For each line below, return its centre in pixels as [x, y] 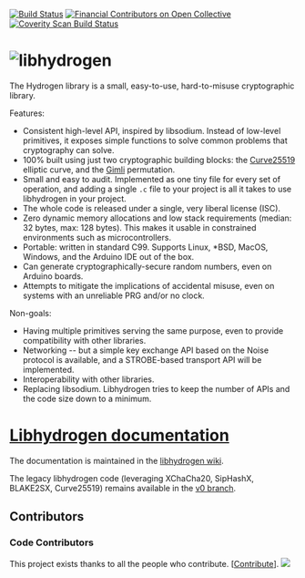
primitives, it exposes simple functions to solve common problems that [155, 140]
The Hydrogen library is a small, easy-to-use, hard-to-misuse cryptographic [152, 86]
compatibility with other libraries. [84, 340]
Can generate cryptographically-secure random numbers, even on [147, 266]
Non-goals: [30, 313]
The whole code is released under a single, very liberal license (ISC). [151, 208]
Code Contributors [51, 542]
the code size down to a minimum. [87, 398]
